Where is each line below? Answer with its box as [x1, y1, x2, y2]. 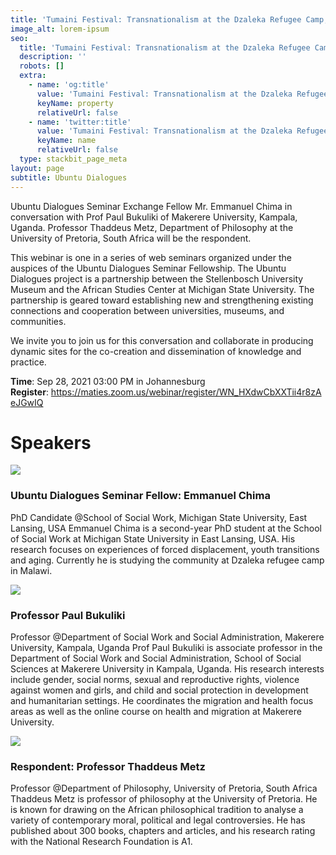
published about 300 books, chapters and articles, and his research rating [10, 825, 316, 837]
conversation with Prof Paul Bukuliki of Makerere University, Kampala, [10, 211, 298, 223]
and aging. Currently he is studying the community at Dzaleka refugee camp [10, 554, 325, 566]
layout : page [10, 163, 65, 173]
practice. [10, 356, 47, 368]
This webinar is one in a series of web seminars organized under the [10, 251, 293, 263]
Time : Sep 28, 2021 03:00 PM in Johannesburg [10, 375, 206, 387]
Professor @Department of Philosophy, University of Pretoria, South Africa [10, 782, 318, 795]
